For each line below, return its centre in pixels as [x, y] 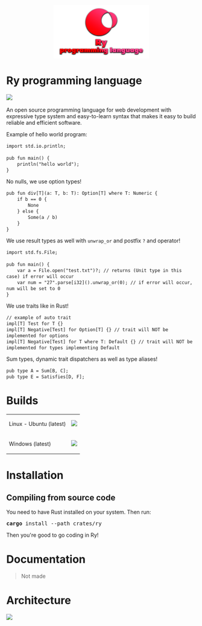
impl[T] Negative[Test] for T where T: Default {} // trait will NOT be [99, 342]
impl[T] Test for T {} [35, 324]
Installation [35, 476]
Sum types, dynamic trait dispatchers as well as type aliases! [82, 359]
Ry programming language [74, 81]
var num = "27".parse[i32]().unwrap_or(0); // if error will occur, [105, 282]
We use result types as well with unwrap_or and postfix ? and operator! [93, 241]
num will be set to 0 [33, 288]
